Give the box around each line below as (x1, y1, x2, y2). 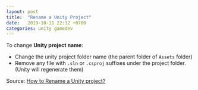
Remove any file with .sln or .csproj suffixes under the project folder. (14, 60, 186, 67)
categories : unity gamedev (6, 25, 73, 32)
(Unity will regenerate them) (14, 66, 84, 73)
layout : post (6, 8, 39, 15)
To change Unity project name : (6, 42, 83, 49)
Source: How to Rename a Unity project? (6, 77, 106, 85)
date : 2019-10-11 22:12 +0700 (6, 20, 86, 26)
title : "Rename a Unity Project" (6, 14, 92, 20)
